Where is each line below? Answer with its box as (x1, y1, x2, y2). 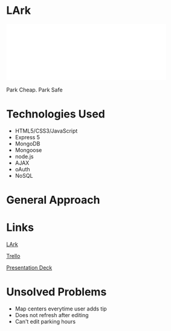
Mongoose (15, 146, 42, 154)
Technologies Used (6, 107, 106, 121)
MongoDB (15, 140, 40, 147)
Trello (6, 253, 21, 259)
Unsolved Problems (6, 285, 107, 299)
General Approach (6, 194, 100, 207)
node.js (15, 153, 34, 160)
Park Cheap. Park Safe (6, 86, 63, 93)
